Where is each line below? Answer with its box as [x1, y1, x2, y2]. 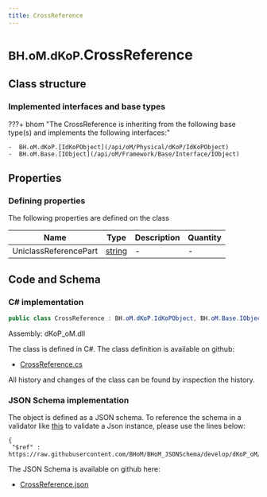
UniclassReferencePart [12, 245, 99, 256]
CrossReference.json [19, 480, 89, 489]
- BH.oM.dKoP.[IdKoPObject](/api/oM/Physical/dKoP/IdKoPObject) [8, 143, 229, 151]
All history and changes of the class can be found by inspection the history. [8, 375, 256, 384]
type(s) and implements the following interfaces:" [8, 128, 171, 137]
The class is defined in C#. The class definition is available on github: [8, 344, 234, 353]
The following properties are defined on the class [8, 214, 169, 223]
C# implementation [8, 296, 84, 307]
